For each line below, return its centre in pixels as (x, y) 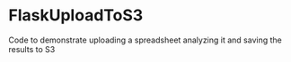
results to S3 (32, 49)
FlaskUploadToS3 (76, 15)
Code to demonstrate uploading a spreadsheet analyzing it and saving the (145, 40)
